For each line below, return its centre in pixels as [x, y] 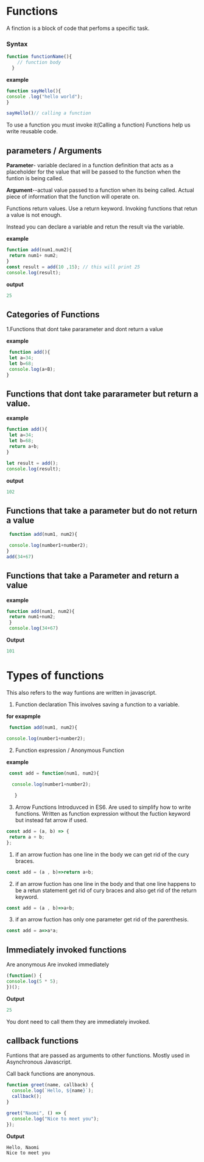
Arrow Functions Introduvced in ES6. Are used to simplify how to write [103, 807]
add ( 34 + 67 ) [20, 557]
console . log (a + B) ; [32, 369]
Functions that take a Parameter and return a [93, 576]
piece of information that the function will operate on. [73, 197]
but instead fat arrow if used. [51, 820]
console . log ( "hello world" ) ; [45, 97]
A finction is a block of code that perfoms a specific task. [78, 28]
